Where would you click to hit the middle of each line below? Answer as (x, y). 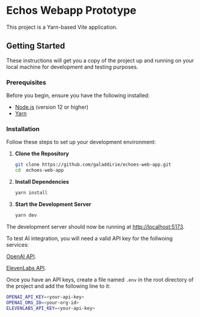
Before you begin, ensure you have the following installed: (78, 95)
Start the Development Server (53, 204)
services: (17, 244)
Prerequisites (26, 82)
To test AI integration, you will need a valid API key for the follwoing (89, 238)
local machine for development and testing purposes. (72, 67)
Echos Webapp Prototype (71, 11)
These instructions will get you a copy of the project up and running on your (100, 60)
